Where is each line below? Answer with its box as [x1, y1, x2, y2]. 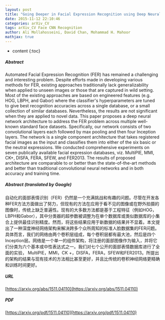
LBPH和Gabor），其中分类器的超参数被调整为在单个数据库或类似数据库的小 [5, 213, 156, 219]
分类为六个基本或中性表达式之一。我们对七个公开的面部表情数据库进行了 [9, 244, 156, 249]
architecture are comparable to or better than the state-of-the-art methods [5, 160, 156, 166]
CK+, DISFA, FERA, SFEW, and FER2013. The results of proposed [5, 155, 136, 161]
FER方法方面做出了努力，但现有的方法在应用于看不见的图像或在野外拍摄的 [9, 200, 160, 206]
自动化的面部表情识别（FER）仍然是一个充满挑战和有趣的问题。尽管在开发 [5, 195, 155, 200]
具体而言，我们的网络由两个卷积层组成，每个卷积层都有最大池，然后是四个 [5, 231, 156, 237]
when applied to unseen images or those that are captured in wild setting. [5, 87, 154, 93]
